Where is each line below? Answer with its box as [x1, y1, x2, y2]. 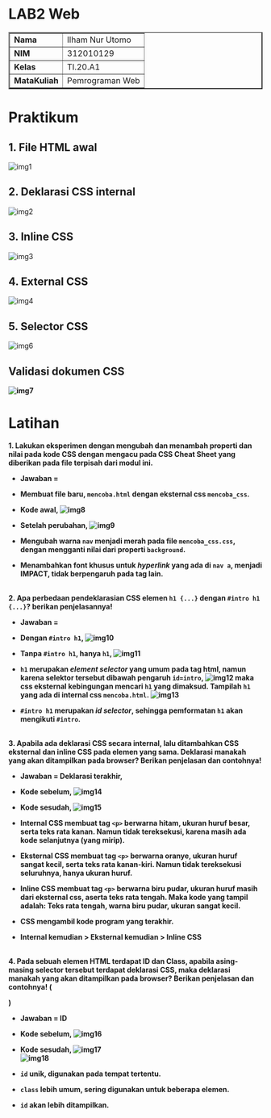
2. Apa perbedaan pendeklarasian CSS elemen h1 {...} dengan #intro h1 [8, 592, 261, 602]
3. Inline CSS [8, 230, 74, 244]
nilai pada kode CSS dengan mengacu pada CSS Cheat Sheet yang [8, 449, 236, 459]
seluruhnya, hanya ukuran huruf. [19, 868, 133, 877]
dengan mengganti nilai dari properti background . [19, 544, 186, 554]
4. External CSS [8, 274, 89, 288]
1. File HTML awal [8, 140, 98, 154]
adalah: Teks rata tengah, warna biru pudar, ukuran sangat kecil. [19, 901, 241, 911]
